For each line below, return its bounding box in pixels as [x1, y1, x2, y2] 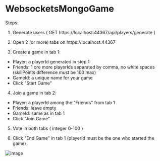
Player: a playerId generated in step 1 [12, 58, 90, 64]
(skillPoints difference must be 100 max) [12, 69, 96, 75]
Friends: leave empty [12, 105, 57, 111]
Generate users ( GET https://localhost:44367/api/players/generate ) [12, 29, 155, 35]
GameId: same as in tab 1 [12, 110, 65, 116]
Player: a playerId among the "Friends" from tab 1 [12, 99, 115, 106]
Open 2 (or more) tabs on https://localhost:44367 [12, 39, 116, 45]
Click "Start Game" [12, 80, 52, 86]
